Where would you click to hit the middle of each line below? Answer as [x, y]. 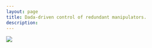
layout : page [22, 12]
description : [22, 23]
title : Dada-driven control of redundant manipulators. [76, 17]
